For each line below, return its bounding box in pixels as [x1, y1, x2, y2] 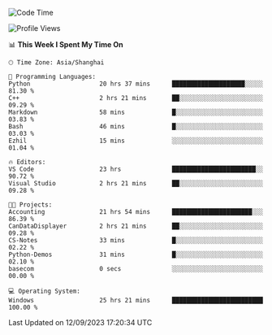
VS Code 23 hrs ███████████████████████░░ [8, 165, 264, 173]
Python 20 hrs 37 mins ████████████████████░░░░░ [8, 80, 264, 88]
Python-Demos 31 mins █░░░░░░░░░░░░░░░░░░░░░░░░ [8, 250, 264, 259]
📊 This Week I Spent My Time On [8, 40, 123, 49]
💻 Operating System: [8, 287, 81, 295]
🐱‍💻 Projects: [8, 201, 53, 209]
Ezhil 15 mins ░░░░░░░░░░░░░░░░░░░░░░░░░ [8, 137, 264, 145]
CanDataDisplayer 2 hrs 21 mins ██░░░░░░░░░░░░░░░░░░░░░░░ [8, 222, 264, 230]
